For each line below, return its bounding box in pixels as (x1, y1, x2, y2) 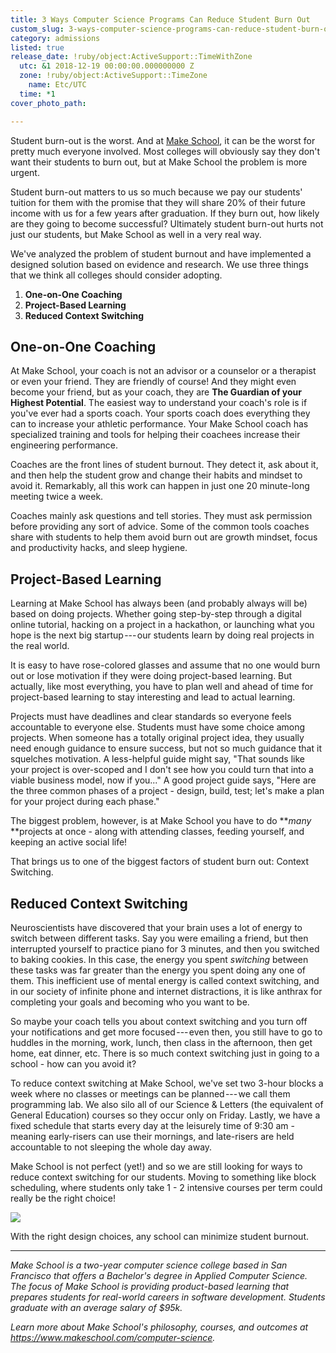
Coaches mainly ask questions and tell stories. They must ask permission (10, 510, 313, 522)
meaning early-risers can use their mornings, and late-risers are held (10, 1130, 295, 1142)
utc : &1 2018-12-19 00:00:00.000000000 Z (19, 61, 195, 71)
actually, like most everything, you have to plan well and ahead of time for (10, 681, 314, 693)
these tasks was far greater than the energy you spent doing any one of (10, 964, 306, 976)
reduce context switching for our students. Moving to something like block (10, 1171, 317, 1183)
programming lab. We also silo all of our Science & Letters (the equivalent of (10, 1098, 324, 1110)
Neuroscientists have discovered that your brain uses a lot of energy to (10, 921, 303, 933)
